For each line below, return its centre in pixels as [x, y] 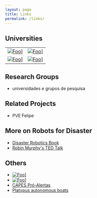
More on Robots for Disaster [49, 131]
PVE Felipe [23, 116]
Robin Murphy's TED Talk [38, 148]
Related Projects [30, 104]
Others [16, 163]
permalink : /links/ [25, 19]
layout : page [18, 10]
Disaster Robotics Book [36, 142]
